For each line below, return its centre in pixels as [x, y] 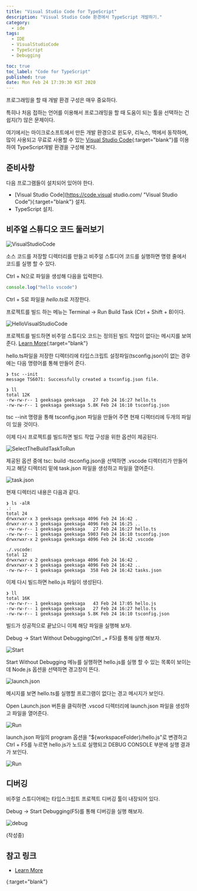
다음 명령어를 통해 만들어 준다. [51, 363]
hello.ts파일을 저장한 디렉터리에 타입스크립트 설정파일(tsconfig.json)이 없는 [93, 356]
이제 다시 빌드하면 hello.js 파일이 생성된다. [55, 582]
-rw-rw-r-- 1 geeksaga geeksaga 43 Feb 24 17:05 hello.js [81, 603]
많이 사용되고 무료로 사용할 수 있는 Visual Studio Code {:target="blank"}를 [92, 140]
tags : [13, 34]
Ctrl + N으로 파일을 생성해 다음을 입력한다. [55, 276]
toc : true [18, 66]
